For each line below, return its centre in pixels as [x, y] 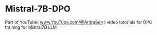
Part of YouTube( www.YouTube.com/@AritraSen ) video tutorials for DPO [79, 22]
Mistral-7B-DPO [38, 9]
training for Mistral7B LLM [31, 27]
